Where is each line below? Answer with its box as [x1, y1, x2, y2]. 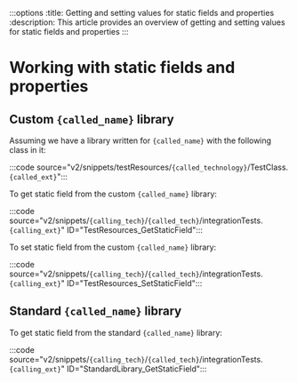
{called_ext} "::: [9, 172, 68, 181]
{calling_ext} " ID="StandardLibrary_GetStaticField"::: [9, 363, 207, 374]
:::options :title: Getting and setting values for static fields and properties [9, 8, 275, 18]
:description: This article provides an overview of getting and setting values [9, 17, 286, 28]
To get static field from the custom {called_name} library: [9, 188, 218, 199]
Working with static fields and [9, 58, 236, 78]
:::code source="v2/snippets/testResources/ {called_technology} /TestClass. [9, 162, 289, 172]
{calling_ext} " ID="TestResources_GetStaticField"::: [9, 225, 203, 235]
